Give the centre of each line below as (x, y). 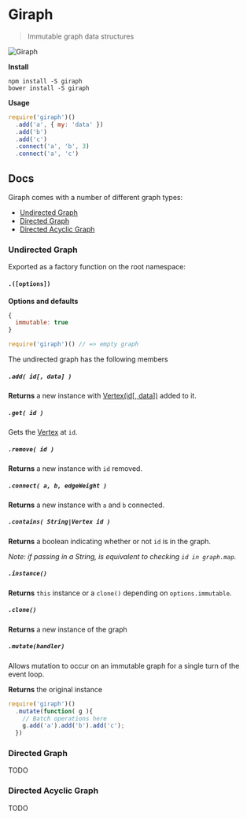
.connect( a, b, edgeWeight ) (58, 486)
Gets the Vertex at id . (43, 432)
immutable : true (42, 323)
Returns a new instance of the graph (68, 629)
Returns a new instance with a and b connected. (87, 505)
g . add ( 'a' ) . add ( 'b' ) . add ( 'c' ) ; (74, 726)
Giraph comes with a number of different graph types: (96, 197)
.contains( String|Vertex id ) (59, 522)
